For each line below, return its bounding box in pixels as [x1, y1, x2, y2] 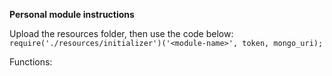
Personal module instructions [9, 9, 135, 20]
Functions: [9, 56, 53, 68]
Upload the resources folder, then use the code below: [9, 28, 234, 39]
